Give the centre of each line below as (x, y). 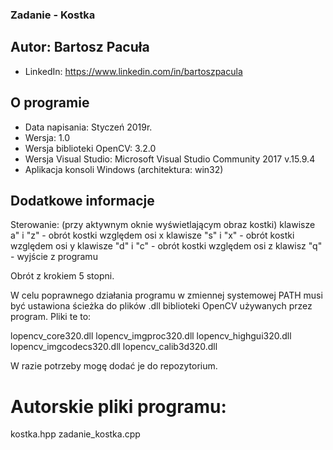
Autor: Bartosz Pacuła (80, 47)
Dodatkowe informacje (82, 200)
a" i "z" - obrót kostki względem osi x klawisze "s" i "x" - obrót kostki (152, 235)
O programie (50, 103)
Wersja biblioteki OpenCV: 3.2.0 (90, 148)
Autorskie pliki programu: (118, 406)
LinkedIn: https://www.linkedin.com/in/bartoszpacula (133, 71)
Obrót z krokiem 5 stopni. (62, 276)
